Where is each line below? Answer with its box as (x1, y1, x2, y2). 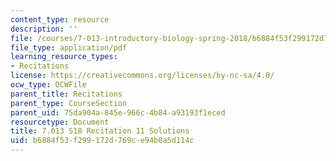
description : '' (10, 24, 78, 34)
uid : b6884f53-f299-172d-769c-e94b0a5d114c (10, 136, 195, 146)
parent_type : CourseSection (10, 98, 128, 108)
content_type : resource (10, 14, 110, 25)
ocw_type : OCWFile (10, 80, 87, 90)
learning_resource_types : (10, 52, 118, 62)
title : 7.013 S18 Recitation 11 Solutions (10, 126, 190, 136)
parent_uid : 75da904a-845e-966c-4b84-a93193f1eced (10, 107, 226, 118)
